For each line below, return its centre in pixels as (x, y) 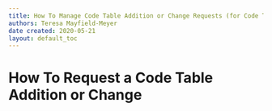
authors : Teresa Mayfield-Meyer (63, 23)
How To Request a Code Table (111, 78)
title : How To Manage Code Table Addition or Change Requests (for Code (134, 16)
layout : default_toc (43, 38)
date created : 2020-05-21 (52, 31)
